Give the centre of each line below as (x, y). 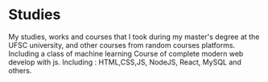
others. (20, 70)
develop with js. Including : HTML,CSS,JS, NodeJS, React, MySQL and (125, 62)
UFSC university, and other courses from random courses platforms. (122, 45)
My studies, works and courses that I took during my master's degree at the (134, 37)
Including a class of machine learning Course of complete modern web (126, 53)
